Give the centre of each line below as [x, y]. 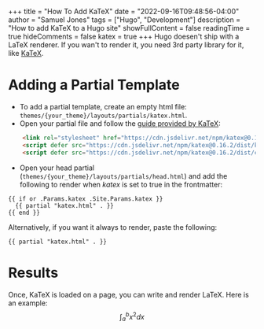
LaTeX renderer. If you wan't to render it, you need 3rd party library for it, [126, 45]
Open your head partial [57, 168]
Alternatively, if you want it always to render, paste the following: [113, 227]
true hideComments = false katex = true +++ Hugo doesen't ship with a [124, 36]
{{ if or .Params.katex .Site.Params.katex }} [86, 199]
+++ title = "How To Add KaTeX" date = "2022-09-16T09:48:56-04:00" [124, 11]
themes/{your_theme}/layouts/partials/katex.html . [103, 115]
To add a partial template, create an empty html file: [103, 106]
